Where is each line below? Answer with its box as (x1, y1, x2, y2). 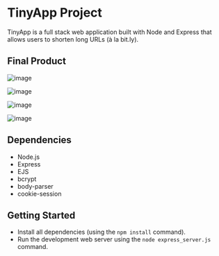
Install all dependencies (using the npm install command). (17, 228, 186, 237)
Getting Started (7, 210, 76, 221)
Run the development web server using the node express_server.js (17, 235, 211, 244)
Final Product (7, 56, 66, 67)
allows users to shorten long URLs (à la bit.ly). (7, 35, 139, 43)
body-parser (17, 182, 54, 190)
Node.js (17, 153, 40, 161)
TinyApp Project (7, 5, 103, 21)
